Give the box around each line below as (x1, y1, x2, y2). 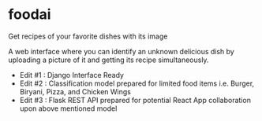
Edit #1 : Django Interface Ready (19, 70, 125, 79)
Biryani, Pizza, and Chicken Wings (19, 86, 132, 96)
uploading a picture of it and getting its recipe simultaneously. (8, 55, 209, 64)
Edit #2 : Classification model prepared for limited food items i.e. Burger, (19, 79, 255, 88)
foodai (8, 5, 51, 24)
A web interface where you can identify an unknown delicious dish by (8, 46, 234, 56)
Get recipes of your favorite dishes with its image (8, 31, 168, 41)
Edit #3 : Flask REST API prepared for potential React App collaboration (19, 95, 251, 104)
